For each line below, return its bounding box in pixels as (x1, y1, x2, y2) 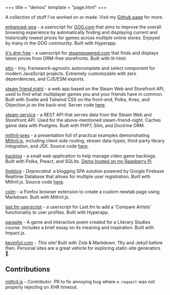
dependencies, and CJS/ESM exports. (5, 76, 85, 82)
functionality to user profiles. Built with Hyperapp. (5, 209, 109, 215)
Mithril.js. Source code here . (5, 179, 64, 185)
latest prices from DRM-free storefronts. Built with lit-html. (5, 55, 127, 61)
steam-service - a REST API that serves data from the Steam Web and (5, 112, 152, 118)
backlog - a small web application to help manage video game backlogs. (5, 153, 157, 159)
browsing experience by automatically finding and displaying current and (5, 29, 158, 35)
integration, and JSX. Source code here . (5, 143, 89, 149)
